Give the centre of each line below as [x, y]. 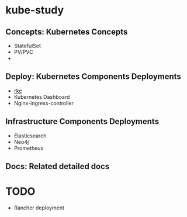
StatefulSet [27, 46]
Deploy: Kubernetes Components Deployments [93, 77]
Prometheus [29, 148]
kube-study [35, 10]
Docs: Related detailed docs [58, 166]
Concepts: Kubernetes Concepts [67, 32]
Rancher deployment [39, 208]
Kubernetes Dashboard [42, 97]
